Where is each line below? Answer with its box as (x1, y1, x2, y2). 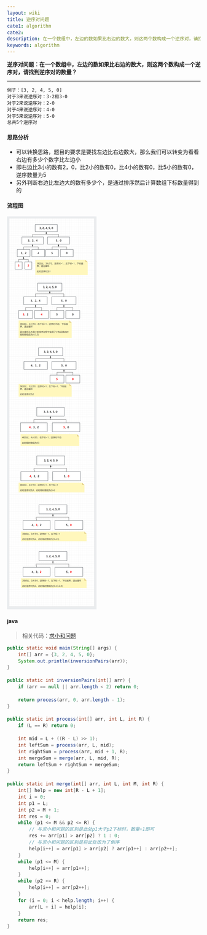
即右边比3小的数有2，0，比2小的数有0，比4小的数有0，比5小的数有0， (15, 163, 197, 171)
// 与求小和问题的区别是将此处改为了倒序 (29, 839, 120, 845)
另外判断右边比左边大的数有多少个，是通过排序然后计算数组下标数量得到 (15, 179, 199, 187)
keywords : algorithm (7, 42, 60, 48)
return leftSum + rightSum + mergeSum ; (18, 761, 120, 767)
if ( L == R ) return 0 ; (18, 723, 76, 729)
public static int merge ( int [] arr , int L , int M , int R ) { (7, 781, 165, 787)
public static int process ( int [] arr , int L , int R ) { (7, 716, 150, 723)
